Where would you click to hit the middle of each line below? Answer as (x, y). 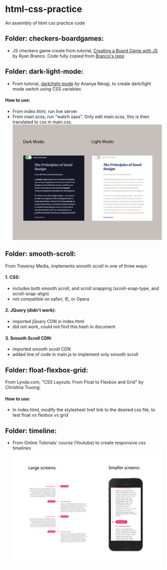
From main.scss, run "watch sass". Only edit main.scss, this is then (81, 116)
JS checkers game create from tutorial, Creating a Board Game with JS (85, 50)
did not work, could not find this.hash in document (64, 327)
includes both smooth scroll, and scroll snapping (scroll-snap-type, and (85, 288)
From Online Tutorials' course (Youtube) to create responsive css (79, 443)
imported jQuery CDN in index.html (48, 321)
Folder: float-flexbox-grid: (47, 370)
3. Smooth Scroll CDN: (29, 338)
